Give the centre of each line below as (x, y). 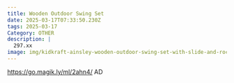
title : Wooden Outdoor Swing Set (56, 13)
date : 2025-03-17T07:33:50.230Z (54, 20)
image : (17, 53)
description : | (29, 39)
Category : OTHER (31, 33)
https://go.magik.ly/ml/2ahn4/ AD (55, 72)
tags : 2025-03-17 (32, 26)
